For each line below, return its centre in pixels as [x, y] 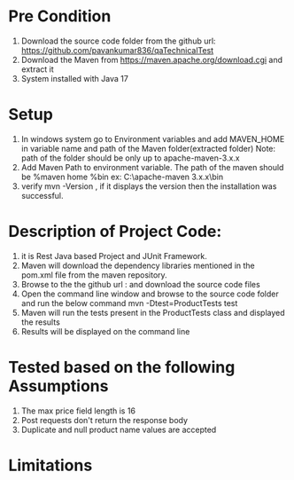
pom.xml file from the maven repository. [94, 275]
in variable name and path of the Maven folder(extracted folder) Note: [148, 148]
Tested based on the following [122, 367]
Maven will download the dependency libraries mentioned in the [138, 265]
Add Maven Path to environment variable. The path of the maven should [152, 167]
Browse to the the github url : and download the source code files [140, 284]
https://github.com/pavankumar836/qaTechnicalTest [117, 50]
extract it [37, 69]
